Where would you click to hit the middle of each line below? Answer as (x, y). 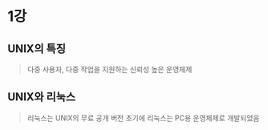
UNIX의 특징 (37, 49)
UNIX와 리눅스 (42, 97)
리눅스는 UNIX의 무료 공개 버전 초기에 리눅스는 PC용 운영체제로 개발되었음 (143, 118)
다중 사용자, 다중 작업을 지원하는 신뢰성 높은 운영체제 (110, 69)
